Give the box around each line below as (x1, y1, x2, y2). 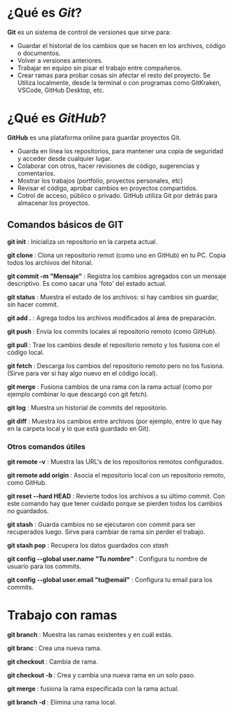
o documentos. (17, 49, 61, 57)
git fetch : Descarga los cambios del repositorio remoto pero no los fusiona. (7, 361, 225, 370)
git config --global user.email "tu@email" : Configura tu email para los (7, 575, 213, 583)
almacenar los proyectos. (17, 199, 90, 207)
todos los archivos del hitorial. (7, 258, 93, 266)
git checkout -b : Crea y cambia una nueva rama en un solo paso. (7, 670, 196, 679)
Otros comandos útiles (7, 441, 86, 451)
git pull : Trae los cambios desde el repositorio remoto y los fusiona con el (7, 340, 220, 349)
